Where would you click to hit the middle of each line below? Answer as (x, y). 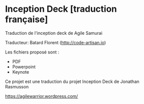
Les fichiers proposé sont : (32, 52)
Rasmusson (17, 86)
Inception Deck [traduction (61, 9)
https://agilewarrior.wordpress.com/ (42, 96)
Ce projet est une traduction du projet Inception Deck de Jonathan (72, 81)
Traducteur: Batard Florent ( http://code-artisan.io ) (56, 42)
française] (27, 19)
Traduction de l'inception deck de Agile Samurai (54, 33)
